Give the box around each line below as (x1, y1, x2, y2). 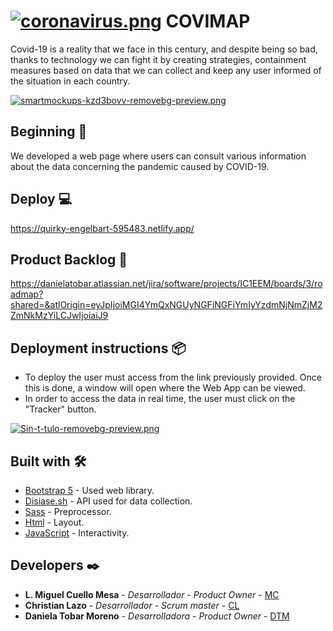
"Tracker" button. (24, 403, 97, 415)
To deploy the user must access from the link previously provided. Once (24, 371, 322, 384)
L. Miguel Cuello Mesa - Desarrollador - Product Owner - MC (24, 588, 280, 600)
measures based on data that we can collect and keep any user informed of (10, 64, 322, 76)
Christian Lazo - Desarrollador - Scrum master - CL (24, 599, 240, 611)
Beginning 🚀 (10, 123, 88, 140)
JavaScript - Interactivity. (24, 527, 130, 539)
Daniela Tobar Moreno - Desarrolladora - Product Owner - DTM (24, 610, 290, 622)
